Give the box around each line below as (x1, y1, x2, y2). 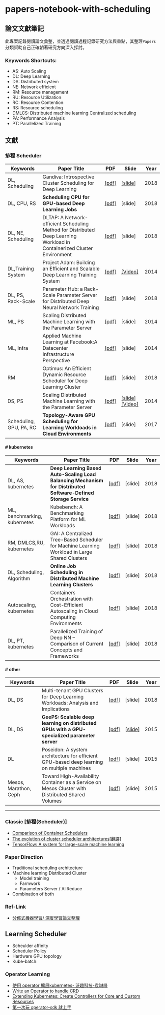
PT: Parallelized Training (12, 121, 61, 127)
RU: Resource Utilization (12, 95, 61, 101)
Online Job (50, 563, 76, 570)
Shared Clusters (50, 555, 87, 562)
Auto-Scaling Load (50, 471, 96, 478)
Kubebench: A (50, 504, 83, 510)
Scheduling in (50, 569, 83, 576)
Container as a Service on (41, 779, 102, 786)
